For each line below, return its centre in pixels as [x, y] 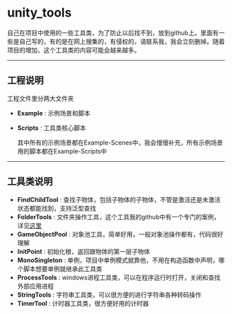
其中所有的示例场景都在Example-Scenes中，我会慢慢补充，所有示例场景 [120, 142]
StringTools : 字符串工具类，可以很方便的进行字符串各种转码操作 [109, 295]
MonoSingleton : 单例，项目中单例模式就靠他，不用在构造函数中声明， [118, 260]
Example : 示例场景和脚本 [54, 113]
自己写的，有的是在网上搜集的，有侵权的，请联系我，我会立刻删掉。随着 [122, 41]
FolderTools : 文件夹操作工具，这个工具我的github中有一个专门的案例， [118, 216]
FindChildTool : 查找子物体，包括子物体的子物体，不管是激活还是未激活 [119, 199]
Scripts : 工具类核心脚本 [51, 128]
